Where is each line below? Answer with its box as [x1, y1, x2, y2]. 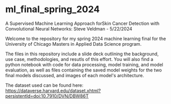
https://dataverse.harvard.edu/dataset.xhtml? [5, 87, 101, 93]
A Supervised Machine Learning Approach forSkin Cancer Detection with [5, 20, 160, 26]
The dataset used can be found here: [5, 82, 83, 88]
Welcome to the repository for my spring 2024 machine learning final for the [5, 36, 166, 42]
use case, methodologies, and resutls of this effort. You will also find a [5, 56, 154, 62]
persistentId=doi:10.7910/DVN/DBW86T [5, 93, 89, 99]
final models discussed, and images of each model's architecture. [5, 72, 144, 78]
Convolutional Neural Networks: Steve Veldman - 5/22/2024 [5, 25, 133, 31]
